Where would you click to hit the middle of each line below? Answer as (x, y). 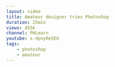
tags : (13, 44)
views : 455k (21, 28)
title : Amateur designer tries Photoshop (58, 17)
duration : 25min (26, 22)
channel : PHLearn (27, 33)
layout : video (24, 11)
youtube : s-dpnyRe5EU (33, 38)
